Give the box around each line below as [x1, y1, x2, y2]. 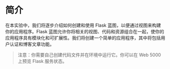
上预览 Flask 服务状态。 [17, 58, 67, 64]
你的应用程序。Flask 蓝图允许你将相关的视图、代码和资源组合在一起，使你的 [5, 28, 164, 34]
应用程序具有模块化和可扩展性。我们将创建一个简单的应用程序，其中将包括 [5, 35, 161, 41]
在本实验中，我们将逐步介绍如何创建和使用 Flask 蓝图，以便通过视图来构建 [5, 22, 161, 28]
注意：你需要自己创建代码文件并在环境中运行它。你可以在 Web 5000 [17, 51, 161, 58]
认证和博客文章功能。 [9, 41, 54, 47]
